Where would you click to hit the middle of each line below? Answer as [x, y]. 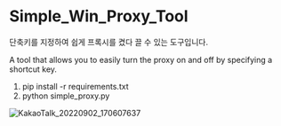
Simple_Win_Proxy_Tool [99, 16]
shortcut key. [33, 69]
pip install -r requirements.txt [75, 86]
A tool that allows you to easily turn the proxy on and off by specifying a [141, 59]
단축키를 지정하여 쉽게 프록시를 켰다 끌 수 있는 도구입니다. [109, 42]
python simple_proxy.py [66, 96]
